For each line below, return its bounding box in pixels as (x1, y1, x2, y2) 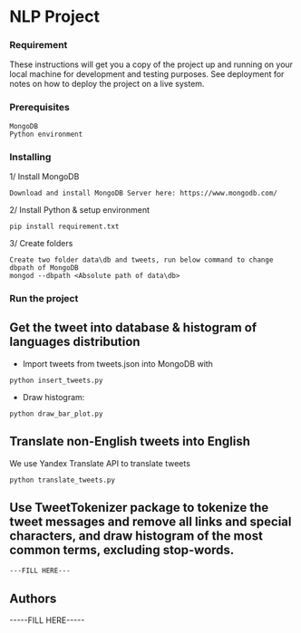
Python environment (9, 129, 83, 139)
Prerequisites (9, 101, 70, 114)
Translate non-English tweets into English (9, 434, 251, 449)
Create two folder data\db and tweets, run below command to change (9, 255, 274, 264)
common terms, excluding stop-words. (9, 542, 235, 558)
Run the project (9, 293, 79, 304)
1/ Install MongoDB (9, 171, 80, 182)
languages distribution (9, 334, 141, 350)
